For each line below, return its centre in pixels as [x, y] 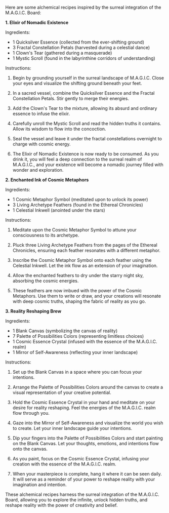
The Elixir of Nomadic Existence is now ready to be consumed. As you [86, 154]
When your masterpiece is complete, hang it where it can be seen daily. [87, 474]
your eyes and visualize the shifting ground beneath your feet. [77, 83]
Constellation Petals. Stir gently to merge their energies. [71, 98]
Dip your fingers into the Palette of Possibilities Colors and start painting [88, 438]
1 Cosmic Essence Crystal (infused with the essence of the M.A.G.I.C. [85, 342]
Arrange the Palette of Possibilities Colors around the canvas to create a [88, 387]
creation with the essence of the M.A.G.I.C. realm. [64, 464]
